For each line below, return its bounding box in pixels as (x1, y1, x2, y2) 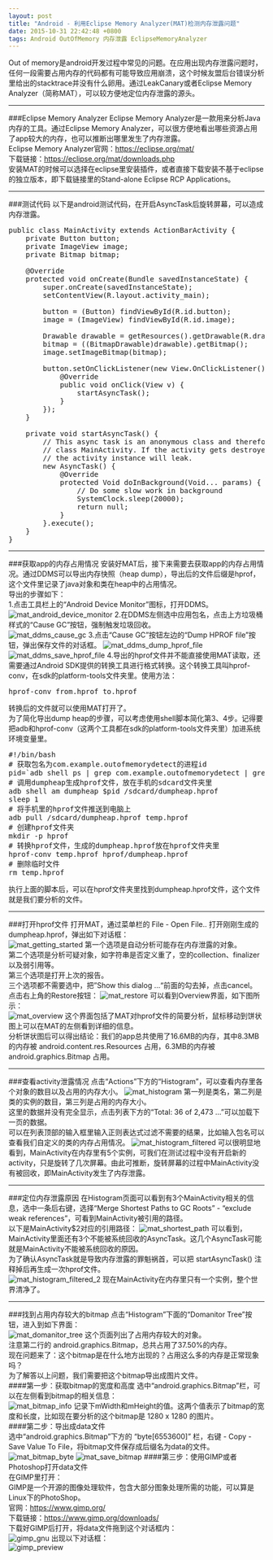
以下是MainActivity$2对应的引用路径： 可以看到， (8, 1224, 247, 1234)
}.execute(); (42, 518, 95, 528)
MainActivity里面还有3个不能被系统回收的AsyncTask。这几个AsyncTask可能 (8, 1234, 262, 1243)
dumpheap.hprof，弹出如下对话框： (8, 929, 129, 940)
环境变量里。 (8, 734, 51, 744)
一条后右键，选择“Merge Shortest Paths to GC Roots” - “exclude (36, 1204, 252, 1213)
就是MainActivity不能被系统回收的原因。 (8, 1244, 143, 1254)
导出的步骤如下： (8, 589, 66, 599)
